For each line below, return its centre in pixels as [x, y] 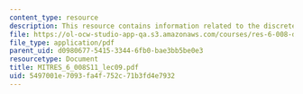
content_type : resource [54, 17]
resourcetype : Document [54, 59]
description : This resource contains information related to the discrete [153, 26]
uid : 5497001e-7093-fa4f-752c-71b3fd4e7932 [92, 76]
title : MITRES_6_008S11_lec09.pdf [74, 68]
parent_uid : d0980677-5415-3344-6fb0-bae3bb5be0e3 [106, 51]
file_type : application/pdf [62, 43]
